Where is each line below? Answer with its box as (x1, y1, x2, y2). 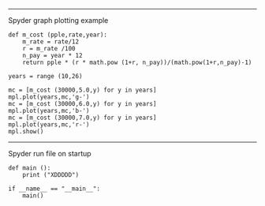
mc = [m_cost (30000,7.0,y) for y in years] (8, 114, 157, 122)
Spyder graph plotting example (8, 16, 109, 24)
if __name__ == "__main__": (8, 185, 101, 193)
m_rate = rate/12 (22, 38, 80, 46)
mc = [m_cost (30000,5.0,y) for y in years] (8, 86, 157, 94)
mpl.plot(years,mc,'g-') (8, 93, 90, 101)
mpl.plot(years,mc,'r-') (8, 121, 90, 129)
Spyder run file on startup (8, 149, 92, 158)
